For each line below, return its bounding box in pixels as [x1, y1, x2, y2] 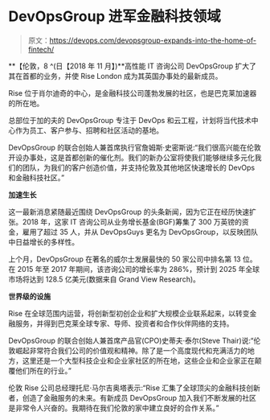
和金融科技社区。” [8, 172, 65, 182]
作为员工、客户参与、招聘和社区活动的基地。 [14, 126, 163, 135]
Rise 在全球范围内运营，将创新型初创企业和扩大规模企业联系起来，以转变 [8, 308, 250, 318]
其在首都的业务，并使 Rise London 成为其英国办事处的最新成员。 [8, 71, 223, 80]
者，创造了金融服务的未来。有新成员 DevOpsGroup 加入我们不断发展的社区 [8, 393, 257, 402]
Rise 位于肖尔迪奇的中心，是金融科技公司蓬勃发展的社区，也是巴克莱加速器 [8, 88, 257, 97]
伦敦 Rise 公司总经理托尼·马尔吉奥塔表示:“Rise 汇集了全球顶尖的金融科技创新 [8, 383, 261, 393]
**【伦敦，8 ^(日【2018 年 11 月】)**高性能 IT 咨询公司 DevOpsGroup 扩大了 [8, 61, 257, 71]
